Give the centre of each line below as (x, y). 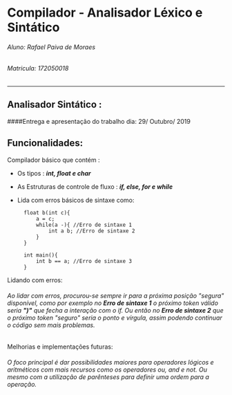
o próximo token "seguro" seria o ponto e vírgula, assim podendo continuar (115, 318)
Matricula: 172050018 (38, 68)
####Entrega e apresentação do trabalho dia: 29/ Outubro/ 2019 (99, 121)
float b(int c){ (47, 212)
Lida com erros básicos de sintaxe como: (76, 200)
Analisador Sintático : (55, 105)
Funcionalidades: (45, 143)
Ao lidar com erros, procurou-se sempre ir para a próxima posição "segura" (116, 296)
